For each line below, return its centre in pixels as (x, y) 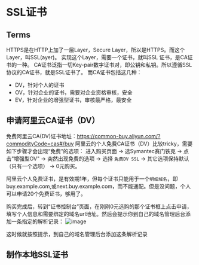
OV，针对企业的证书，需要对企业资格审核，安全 (74, 92)
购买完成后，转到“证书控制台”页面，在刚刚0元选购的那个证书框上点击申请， (99, 206)
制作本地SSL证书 (37, 255)
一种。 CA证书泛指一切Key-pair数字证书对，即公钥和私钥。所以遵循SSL (104, 65)
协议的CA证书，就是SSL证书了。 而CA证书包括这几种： (74, 72)
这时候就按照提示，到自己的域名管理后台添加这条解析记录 (77, 234)
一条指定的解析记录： (37, 221)
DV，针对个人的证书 (39, 85)
